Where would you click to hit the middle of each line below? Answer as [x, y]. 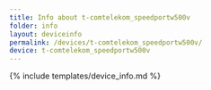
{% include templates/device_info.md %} [85, 76]
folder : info [34, 26]
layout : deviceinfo [46, 34]
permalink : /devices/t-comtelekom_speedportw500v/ [106, 42]
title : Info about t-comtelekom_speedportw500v [100, 17]
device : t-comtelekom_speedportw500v [80, 51]
